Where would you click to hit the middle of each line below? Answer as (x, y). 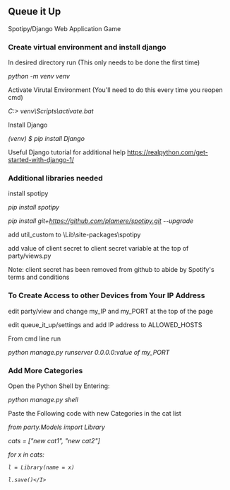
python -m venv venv (39, 76)
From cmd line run (35, 338)
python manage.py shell (43, 400)
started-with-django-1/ (41, 160)
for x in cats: (26, 455)
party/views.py (30, 256)
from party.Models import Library (56, 427)
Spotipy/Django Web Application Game (65, 28)
